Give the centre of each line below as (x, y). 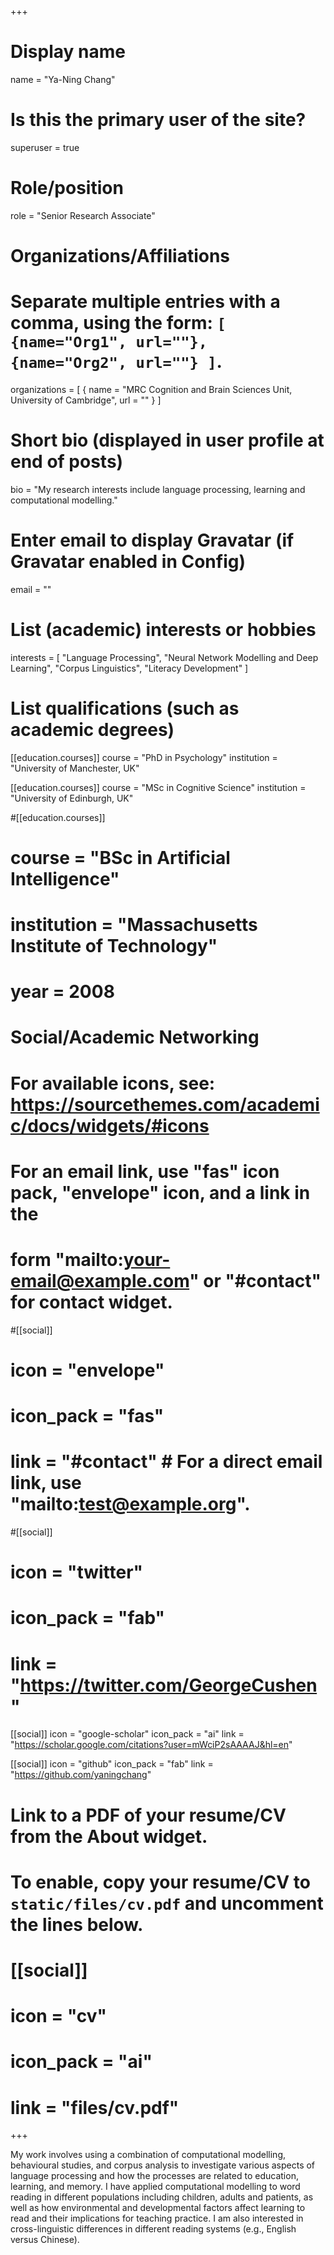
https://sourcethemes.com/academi (165, 1104)
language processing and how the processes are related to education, (154, 2176)
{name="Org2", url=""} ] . (116, 362)
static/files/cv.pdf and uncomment (167, 1903)
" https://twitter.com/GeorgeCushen (164, 1685)
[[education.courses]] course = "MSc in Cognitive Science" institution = (158, 787)
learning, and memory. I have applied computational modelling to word (155, 2187)
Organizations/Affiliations (120, 256)
